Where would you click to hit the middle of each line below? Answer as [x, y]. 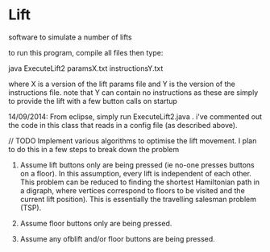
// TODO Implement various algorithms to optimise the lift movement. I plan [133, 140]
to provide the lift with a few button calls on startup [93, 101]
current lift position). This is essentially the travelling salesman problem [138, 199]
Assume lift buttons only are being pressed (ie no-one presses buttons [137, 165]
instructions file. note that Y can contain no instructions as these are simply [133, 92]
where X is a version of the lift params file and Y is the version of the [122, 84]
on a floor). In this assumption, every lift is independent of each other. [136, 173]
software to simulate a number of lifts [71, 37]
